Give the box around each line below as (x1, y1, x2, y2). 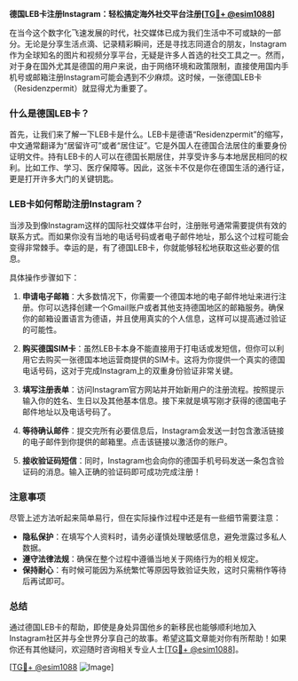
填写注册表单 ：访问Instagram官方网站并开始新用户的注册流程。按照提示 (21, 384, 285, 394)
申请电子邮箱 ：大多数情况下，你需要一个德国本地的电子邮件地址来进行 (21, 290, 279, 301)
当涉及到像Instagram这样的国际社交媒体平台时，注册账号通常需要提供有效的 (9, 219, 286, 230)
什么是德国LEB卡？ (9, 107, 90, 119)
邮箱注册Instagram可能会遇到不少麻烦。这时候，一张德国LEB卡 (32, 72, 263, 83)
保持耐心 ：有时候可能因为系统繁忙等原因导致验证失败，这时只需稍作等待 (21, 564, 286, 575)
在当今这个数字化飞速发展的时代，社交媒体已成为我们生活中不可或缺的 (9, 28, 266, 38)
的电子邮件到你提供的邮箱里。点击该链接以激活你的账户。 (21, 436, 232, 447)
